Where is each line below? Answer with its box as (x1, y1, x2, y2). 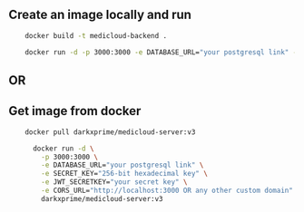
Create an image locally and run (8, 7, 192, 23)
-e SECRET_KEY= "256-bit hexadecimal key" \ (41, 169, 208, 178)
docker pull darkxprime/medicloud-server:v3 (25, 127, 196, 137)
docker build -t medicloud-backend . (25, 31, 168, 40)
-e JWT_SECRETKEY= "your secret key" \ (41, 178, 188, 187)
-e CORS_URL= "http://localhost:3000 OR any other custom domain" (41, 186, 294, 196)
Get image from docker (8, 103, 142, 119)
